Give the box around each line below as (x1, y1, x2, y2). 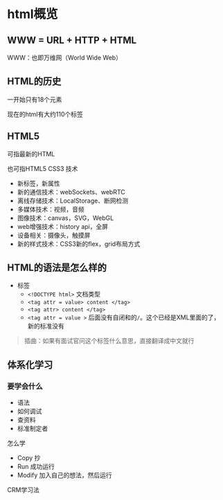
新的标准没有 (27, 322, 64, 331)
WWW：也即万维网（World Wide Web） (7, 53, 123, 62)
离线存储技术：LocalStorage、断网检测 (17, 196, 129, 205)
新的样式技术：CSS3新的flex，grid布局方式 (17, 239, 141, 248)
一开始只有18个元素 (7, 95, 62, 104)
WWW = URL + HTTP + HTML (7, 34, 137, 46)
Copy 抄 (17, 454, 41, 462)
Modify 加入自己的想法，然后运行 (17, 471, 112, 479)
